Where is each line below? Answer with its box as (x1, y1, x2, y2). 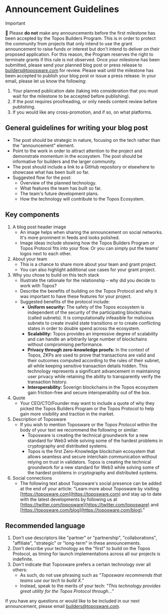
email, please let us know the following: (5, 78, 87, 84)
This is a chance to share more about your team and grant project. (20, 261, 157, 267)
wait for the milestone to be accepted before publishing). (12, 93, 130, 99)
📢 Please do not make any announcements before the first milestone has (5, 30, 155, 36)
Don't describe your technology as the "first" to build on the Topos (12, 546, 150, 552)
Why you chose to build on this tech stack (12, 272, 99, 278)
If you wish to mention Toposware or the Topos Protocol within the (20, 421, 157, 427)
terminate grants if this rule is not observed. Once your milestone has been (5, 56, 160, 62)
